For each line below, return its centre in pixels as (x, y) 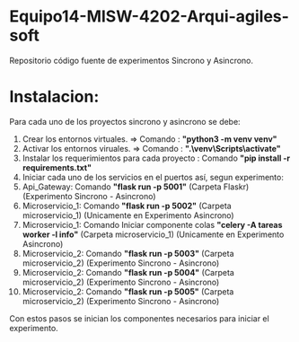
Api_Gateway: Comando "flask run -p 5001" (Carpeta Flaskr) (136, 187)
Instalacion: (54, 97)
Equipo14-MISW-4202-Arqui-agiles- (149, 17)
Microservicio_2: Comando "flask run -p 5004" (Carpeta (128, 272)
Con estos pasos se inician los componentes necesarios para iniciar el (139, 318)
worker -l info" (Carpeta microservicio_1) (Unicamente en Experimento (153, 234)
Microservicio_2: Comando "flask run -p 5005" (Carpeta (128, 291)
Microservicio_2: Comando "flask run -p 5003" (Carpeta (128, 253)
